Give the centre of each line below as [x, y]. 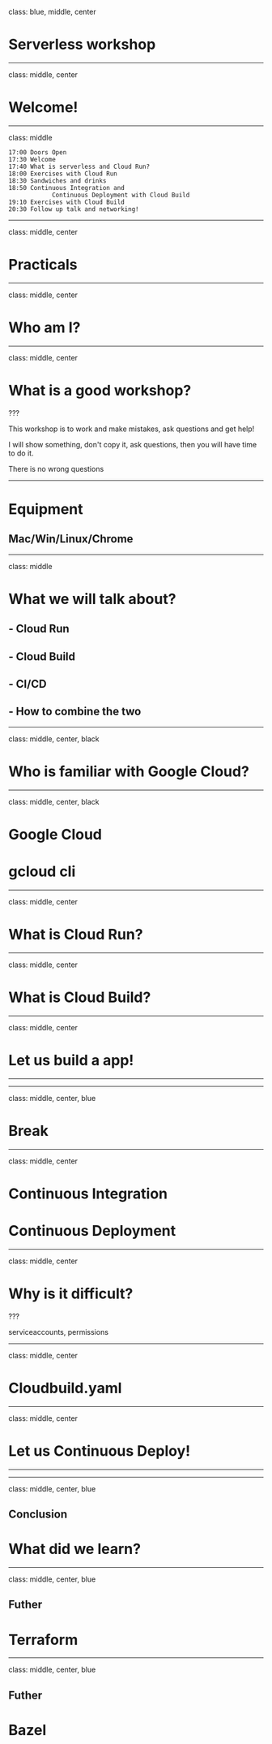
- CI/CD [28, 684]
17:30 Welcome [32, 159]
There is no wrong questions [56, 468]
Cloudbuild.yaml [65, 1388]
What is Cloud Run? [76, 935]
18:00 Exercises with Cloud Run [63, 174]
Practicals [43, 265]
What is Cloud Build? [80, 997]
